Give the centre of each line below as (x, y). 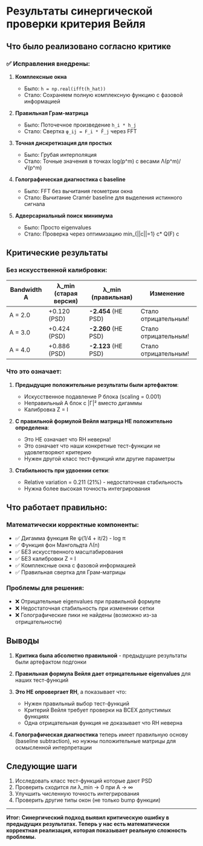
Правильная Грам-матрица (52, 113)
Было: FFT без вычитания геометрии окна (78, 191)
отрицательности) (38, 621)
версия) (66, 301)
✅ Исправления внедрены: (48, 64)
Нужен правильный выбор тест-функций (77, 703)
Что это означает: (34, 372)
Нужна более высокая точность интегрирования (87, 488)
